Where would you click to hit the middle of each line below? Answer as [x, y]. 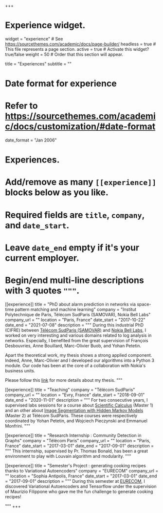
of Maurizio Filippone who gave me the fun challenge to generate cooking [79, 492]
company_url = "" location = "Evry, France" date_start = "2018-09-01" [75, 395]
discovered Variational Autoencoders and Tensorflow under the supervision [81, 486]
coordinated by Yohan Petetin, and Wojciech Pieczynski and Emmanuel [76, 421]
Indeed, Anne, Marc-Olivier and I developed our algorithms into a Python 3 [80, 360]
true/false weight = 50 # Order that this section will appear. [64, 54]
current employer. [42, 258]
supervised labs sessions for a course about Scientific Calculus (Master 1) [79, 405]
